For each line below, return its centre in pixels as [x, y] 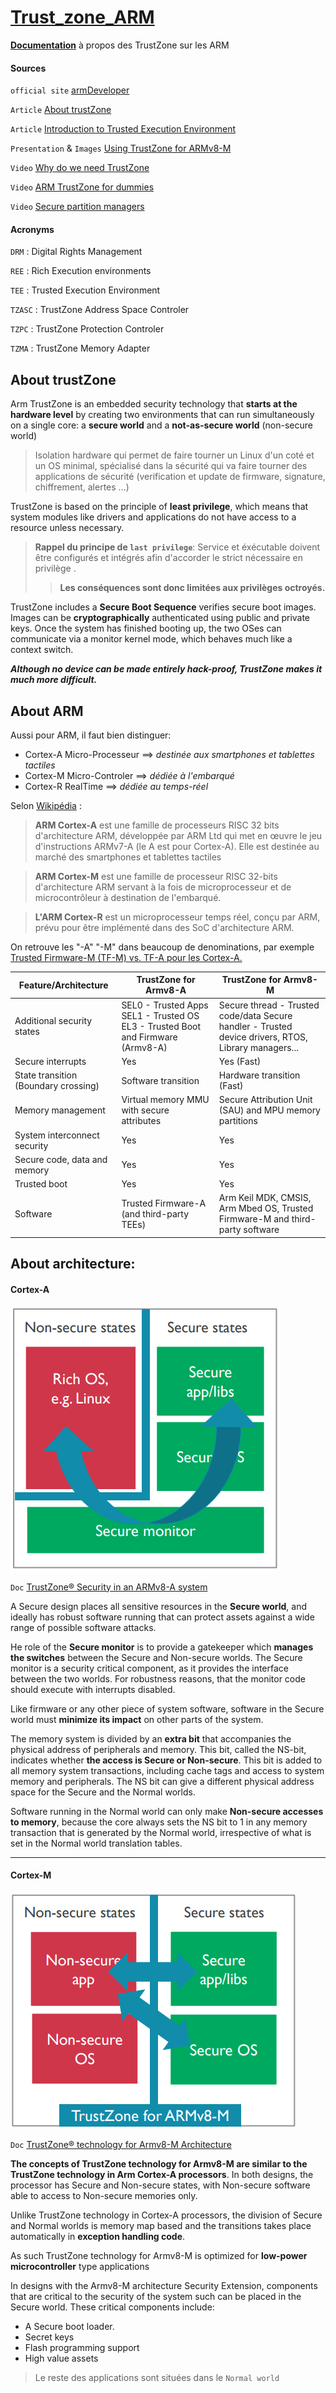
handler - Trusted [255, 1026]
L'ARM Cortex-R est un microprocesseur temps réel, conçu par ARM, [177, 917]
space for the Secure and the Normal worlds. [103, 1792]
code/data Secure [255, 1015]
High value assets [61, 2358]
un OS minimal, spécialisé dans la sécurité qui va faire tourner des [171, 466]
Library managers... [258, 1047]
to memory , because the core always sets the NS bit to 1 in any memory [159, 1822]
